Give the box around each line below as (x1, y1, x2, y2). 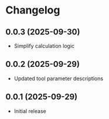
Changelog (5, 4, 60, 17)
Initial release (13, 107, 46, 114)
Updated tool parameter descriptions (13, 74, 104, 82)
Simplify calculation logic (13, 42, 75, 49)
